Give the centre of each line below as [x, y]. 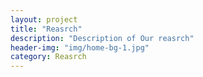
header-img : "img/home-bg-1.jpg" [80, 47]
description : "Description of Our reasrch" [102, 38]
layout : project [44, 19]
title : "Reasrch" [46, 29]
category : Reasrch [48, 57]
